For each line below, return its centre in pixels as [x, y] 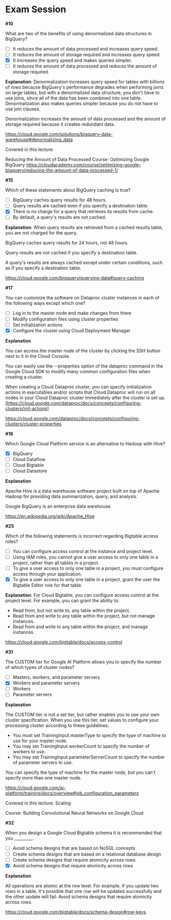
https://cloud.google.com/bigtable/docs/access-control [64, 642]
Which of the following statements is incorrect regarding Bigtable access [82, 536]
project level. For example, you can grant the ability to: [63, 601]
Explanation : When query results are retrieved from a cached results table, [84, 227]
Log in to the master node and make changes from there [72, 313]
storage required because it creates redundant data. [60, 124]
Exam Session [36, 9]
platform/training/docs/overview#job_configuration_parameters [72, 793]
